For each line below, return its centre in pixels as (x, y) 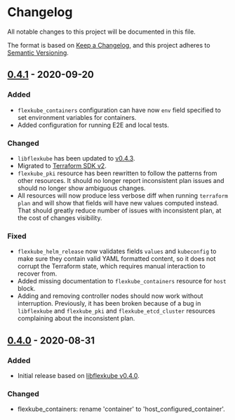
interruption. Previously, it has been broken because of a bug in (109, 304)
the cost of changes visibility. (60, 217)
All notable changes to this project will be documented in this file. (102, 32)
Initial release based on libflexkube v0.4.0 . (79, 375)
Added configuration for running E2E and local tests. (93, 125)
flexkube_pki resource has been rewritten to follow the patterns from (117, 173)
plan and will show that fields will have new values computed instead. (118, 203)
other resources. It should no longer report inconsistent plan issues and (121, 180)
